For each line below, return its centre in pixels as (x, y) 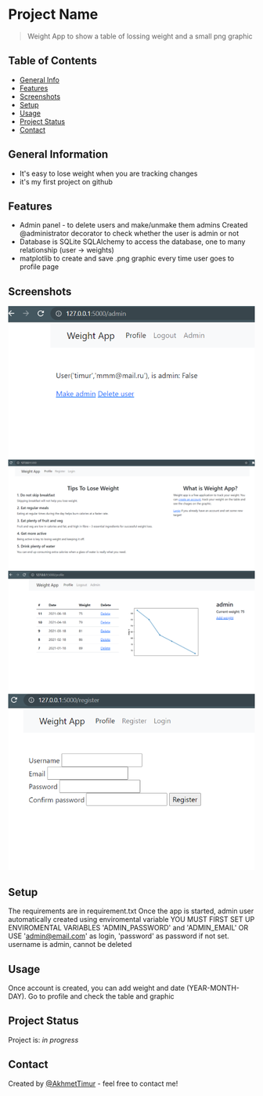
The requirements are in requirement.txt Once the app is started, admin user (131, 911)
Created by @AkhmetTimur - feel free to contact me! (93, 1083)
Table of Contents (53, 61)
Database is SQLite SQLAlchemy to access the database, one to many (132, 242)
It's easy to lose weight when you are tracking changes (108, 173)
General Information (58, 155)
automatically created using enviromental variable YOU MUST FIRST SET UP (131, 919)
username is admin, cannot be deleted (70, 945)
